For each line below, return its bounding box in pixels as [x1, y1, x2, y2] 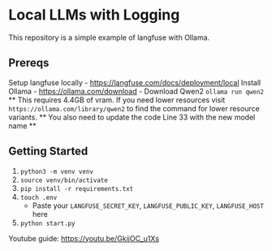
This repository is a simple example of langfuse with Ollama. [8, 32, 210, 42]
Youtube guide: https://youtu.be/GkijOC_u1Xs [8, 233, 160, 243]
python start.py [19, 219, 76, 227]
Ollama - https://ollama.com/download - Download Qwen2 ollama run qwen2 [8, 86, 264, 96]
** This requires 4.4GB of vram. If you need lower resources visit [8, 95, 226, 105]
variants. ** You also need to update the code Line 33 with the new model [8, 112, 256, 122]
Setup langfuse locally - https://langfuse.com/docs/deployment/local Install [8, 77, 261, 87]
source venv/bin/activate [19, 176, 108, 184]
